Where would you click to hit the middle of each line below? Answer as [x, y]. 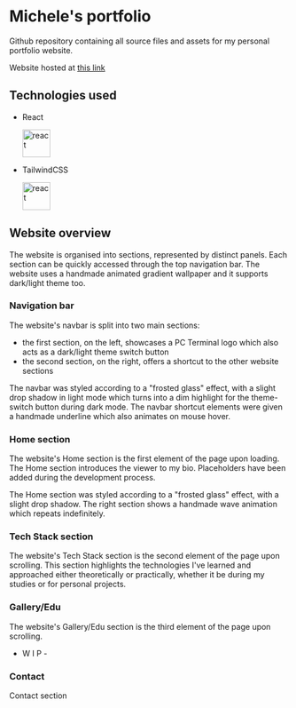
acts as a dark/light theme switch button [96, 352]
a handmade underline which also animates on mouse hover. [120, 416]
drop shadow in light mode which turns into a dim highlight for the [129, 397]
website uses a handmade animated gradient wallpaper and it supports [139, 274]
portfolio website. [41, 50]
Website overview [60, 233]
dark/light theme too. [47, 282]
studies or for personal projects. [68, 585]
